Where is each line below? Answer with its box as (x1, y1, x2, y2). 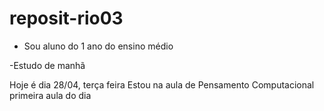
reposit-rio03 (9, 7, 124, 30)
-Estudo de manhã (9, 59, 86, 71)
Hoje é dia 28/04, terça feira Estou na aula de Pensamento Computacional (9, 78, 315, 91)
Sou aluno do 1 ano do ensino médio (23, 40, 174, 52)
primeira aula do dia (9, 89, 92, 101)
